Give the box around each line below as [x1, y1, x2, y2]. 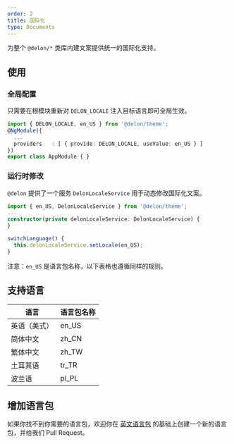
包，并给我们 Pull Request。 [7, 428, 89, 437]
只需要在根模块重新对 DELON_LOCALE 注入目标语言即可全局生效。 [7, 106, 191, 115]
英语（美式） [11, 321, 54, 331]
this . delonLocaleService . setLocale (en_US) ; [13, 241, 143, 249]
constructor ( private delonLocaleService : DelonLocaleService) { [7, 216, 200, 223]
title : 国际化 [7, 17, 46, 24]
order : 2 [7, 10, 33, 18]
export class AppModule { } [7, 153, 90, 161]
